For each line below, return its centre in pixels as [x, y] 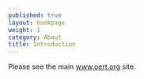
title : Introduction [42, 45]
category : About [35, 37]
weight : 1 [25, 30]
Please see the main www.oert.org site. [72, 66]
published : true [35, 15]
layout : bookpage [37, 23]
